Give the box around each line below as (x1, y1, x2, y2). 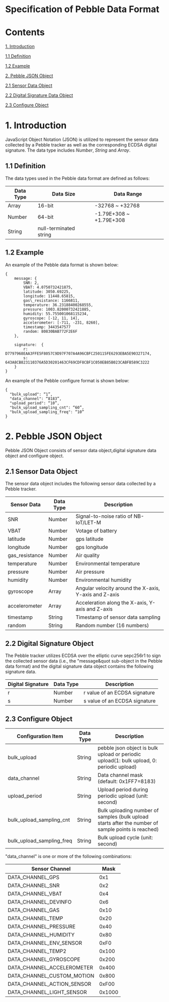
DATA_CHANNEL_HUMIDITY (8, 931, 75, 938)
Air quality (75, 552, 100, 559)
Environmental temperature (75, 560, 140, 567)
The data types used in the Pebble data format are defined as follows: (5, 175, 150, 181)
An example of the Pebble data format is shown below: (5, 262, 119, 268)
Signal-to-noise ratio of (75, 513, 133, 520)
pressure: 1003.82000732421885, (23, 307, 92, 312)
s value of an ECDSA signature (83, 697, 156, 705)
